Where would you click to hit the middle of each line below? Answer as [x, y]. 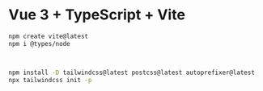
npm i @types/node [39, 43]
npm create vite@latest [49, 36]
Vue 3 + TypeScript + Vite [97, 15]
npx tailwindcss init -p [50, 80]
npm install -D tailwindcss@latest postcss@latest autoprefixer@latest [131, 72]
